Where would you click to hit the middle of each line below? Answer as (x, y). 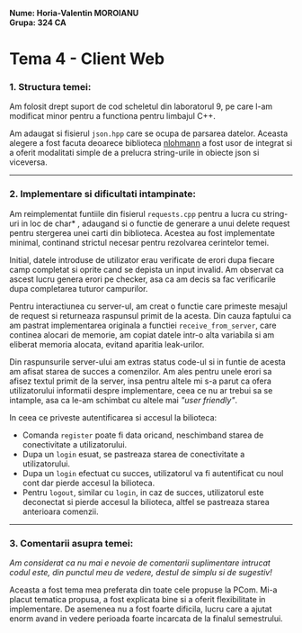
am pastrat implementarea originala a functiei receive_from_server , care (143, 325)
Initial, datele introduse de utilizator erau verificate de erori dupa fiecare (142, 259)
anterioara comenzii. (60, 511)
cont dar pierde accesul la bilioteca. (89, 483)
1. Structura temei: (50, 87)
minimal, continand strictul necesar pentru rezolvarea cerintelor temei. (139, 242)
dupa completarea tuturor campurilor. (79, 288)
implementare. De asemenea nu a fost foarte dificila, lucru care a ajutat (141, 609)
